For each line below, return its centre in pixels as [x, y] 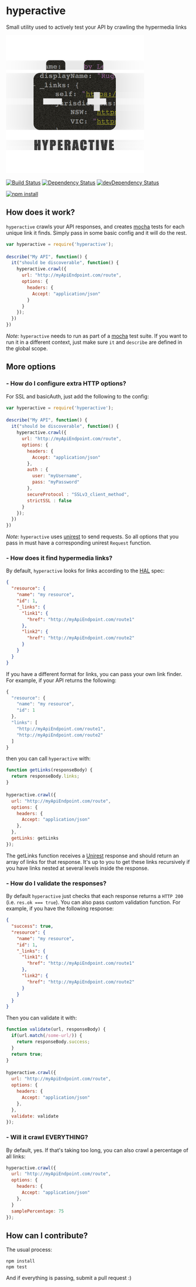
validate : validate [35, 1116]
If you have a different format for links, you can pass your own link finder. [94, 674]
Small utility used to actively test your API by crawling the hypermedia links [97, 27]
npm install [20, 1261]
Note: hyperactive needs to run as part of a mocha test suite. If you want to [97, 336]
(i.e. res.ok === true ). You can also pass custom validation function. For [93, 903]
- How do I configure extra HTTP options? [66, 384]
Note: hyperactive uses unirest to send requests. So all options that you [92, 537]
